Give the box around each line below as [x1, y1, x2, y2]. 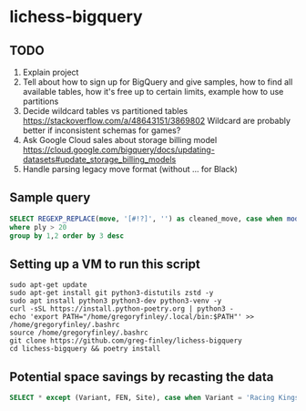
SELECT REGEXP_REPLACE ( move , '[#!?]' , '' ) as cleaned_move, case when [9, 214, 283, 223]
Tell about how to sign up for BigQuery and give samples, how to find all [22, 77, 293, 87]
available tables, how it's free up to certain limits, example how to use [22, 87, 284, 97]
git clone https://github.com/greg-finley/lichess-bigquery [9, 336, 243, 345]
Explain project [22, 67, 79, 77]
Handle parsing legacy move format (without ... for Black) [22, 164, 239, 174]
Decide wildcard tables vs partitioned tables [22, 106, 189, 116]
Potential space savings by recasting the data [9, 369, 274, 385]
